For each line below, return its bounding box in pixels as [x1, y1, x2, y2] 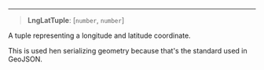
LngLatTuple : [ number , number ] [27, 16, 125, 24]
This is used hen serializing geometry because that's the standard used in [8, 46, 247, 55]
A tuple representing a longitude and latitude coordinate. [8, 31, 191, 40]
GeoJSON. [8, 54, 43, 64]
